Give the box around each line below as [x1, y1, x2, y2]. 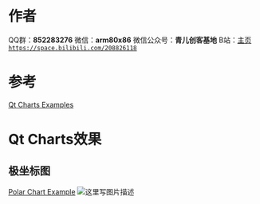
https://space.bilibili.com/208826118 [8, 44, 137, 52]
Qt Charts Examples [8, 100, 74, 109]
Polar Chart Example [8, 186, 76, 196]
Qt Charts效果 [8, 131, 102, 148]
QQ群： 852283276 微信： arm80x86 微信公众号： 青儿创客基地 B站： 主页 [8, 35, 252, 45]
